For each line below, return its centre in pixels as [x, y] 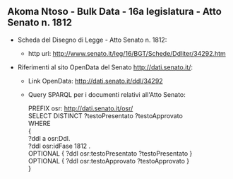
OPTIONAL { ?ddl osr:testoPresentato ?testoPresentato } [110, 153]
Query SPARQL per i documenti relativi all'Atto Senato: [107, 94]
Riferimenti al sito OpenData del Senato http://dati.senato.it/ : [105, 67]
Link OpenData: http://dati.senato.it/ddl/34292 [96, 81]
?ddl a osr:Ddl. [49, 138]
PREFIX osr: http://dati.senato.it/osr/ [80, 108]
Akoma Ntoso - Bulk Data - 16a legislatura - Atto [115, 12]
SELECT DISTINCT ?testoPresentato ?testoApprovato [106, 115]
